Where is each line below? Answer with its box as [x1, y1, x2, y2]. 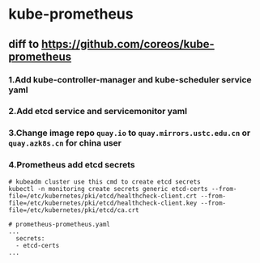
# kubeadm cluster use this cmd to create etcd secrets [8, 177, 201, 186]
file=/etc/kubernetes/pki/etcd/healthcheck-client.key [8, 199, 198, 207]
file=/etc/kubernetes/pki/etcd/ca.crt [8, 206, 139, 214]
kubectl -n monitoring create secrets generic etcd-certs [8, 185, 208, 193]
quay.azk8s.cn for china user [8, 138, 121, 149]
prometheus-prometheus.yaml [15, 220, 111, 228]
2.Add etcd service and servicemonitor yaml [8, 106, 188, 117]
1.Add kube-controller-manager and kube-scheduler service [8, 74, 253, 85]
